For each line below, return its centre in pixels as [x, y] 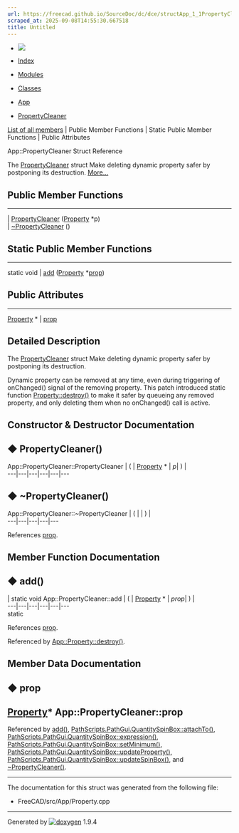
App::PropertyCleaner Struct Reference [65, 151]
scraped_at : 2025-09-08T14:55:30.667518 [68, 21]
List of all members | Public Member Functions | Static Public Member [110, 130]
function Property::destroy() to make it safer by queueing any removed [111, 395]
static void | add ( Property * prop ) [56, 273]
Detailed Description [54, 342]
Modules [31, 75]
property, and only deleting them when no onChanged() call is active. [109, 403]
